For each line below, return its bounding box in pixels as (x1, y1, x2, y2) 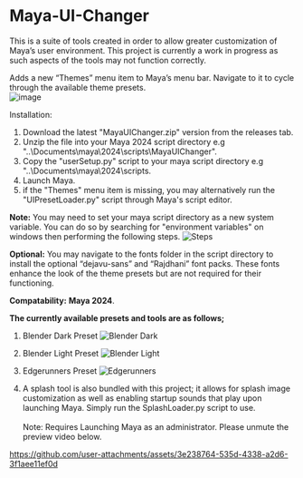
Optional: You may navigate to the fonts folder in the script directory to (9, 249, 274, 259)
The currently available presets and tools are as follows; (9, 312, 224, 323)
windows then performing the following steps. (9, 230, 181, 241)
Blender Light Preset (22, 347, 99, 358)
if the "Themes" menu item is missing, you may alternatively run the (22, 184, 276, 195)
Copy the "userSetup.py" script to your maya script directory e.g (22, 155, 264, 166)
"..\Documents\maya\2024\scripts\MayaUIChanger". (22, 146, 217, 157)
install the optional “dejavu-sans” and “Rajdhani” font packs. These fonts (9, 258, 280, 268)
